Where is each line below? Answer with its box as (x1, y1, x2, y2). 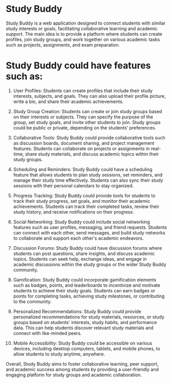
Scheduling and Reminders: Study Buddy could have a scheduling (13, 166, 153, 172)
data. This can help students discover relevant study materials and (13, 325, 154, 331)
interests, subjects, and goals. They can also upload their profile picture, (13, 93, 166, 99)
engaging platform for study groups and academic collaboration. (6, 372, 142, 378)
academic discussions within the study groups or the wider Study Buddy (13, 261, 167, 267)
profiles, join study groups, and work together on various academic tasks (6, 36, 160, 42)
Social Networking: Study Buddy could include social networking (13, 219, 150, 225)
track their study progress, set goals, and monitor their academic (13, 198, 150, 204)
